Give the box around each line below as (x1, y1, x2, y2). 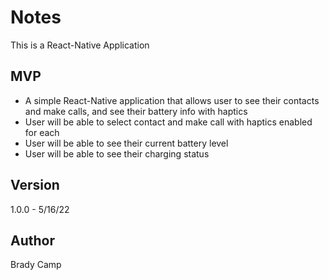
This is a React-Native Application (10, 39, 150, 51)
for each (24, 126, 60, 138)
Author (10, 232, 55, 249)
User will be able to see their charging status (24, 147, 210, 160)
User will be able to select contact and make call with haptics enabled (24, 116, 313, 128)
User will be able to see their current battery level (24, 137, 229, 149)
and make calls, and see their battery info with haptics (24, 105, 248, 117)
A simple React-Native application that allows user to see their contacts (24, 94, 320, 106)
